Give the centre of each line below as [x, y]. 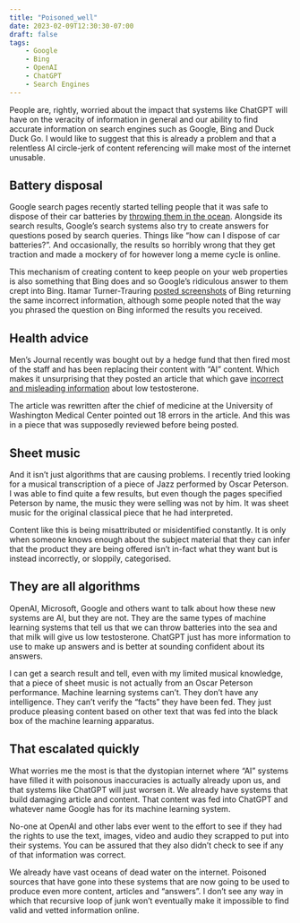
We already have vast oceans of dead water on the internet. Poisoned [138, 872]
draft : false [34, 34]
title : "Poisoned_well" [54, 17]
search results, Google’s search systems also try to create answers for [139, 226]
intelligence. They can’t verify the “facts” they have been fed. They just [140, 702]
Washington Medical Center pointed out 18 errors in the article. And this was [150, 415]
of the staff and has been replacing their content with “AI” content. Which [145, 369]
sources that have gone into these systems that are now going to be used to [150, 881]
